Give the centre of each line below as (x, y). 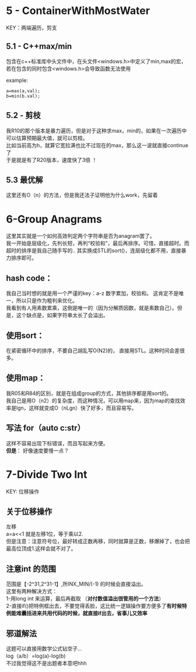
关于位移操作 (29, 512)
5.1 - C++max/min (39, 46)
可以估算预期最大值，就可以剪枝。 (47, 138)
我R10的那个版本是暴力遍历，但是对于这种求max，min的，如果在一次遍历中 (97, 130)
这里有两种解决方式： (32, 591)
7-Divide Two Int (47, 474)
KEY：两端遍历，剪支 (32, 27)
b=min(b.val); (23, 96)
